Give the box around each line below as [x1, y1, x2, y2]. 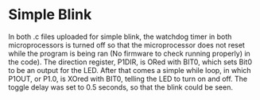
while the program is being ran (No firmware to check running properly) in [8, 48, 250, 58]
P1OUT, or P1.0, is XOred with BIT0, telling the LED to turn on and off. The [8, 74, 248, 83]
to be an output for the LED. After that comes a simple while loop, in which [8, 65, 252, 75]
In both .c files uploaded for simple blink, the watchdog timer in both [8, 32, 232, 41]
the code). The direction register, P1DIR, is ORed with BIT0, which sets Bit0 [8, 57, 253, 67]
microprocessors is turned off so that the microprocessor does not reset [8, 40, 245, 49]
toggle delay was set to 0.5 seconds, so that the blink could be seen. [8, 82, 233, 92]
